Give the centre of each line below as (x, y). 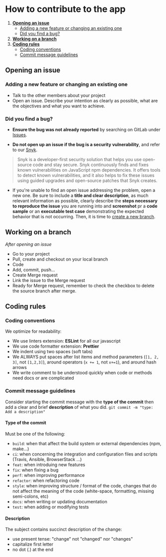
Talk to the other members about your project (59, 95)
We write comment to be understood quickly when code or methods (82, 373)
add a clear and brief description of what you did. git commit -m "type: (79, 407)
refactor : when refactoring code (46, 480)
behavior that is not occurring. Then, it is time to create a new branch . (84, 216)
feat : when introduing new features (49, 464)
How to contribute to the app (65, 9)
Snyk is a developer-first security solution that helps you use (79, 159)
